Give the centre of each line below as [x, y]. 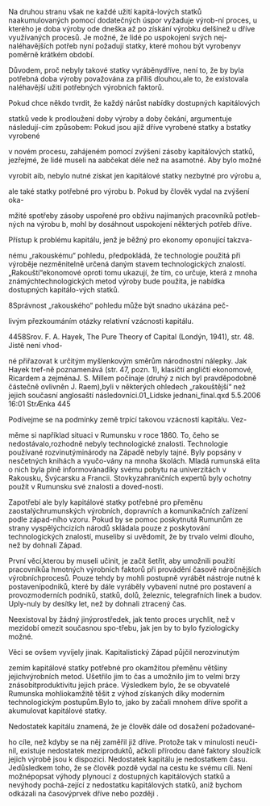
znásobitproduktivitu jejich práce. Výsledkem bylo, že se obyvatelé [119, 685]
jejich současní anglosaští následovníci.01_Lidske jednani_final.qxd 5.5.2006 [135, 395]
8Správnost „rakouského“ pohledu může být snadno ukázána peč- [119, 305]
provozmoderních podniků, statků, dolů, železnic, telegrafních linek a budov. [135, 595]
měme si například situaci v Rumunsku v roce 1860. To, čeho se [114, 435]
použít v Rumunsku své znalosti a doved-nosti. [86, 487]
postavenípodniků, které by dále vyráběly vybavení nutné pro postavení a [130, 586]
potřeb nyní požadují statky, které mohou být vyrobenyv [148, 46]
